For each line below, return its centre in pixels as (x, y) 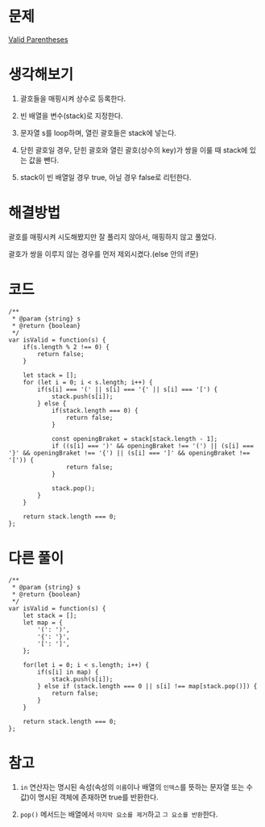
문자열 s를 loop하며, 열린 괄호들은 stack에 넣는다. (98, 132)
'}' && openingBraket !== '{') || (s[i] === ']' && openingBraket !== (129, 453)
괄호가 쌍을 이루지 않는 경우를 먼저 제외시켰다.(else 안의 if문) (104, 254)
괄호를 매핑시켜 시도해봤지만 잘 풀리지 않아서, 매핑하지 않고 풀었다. (113, 237)
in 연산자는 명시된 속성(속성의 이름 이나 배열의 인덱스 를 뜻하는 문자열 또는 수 (137, 787)
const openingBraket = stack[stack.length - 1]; (135, 439)
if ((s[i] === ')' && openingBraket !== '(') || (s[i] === (152, 446)
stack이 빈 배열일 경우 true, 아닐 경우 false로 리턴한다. (106, 177)
